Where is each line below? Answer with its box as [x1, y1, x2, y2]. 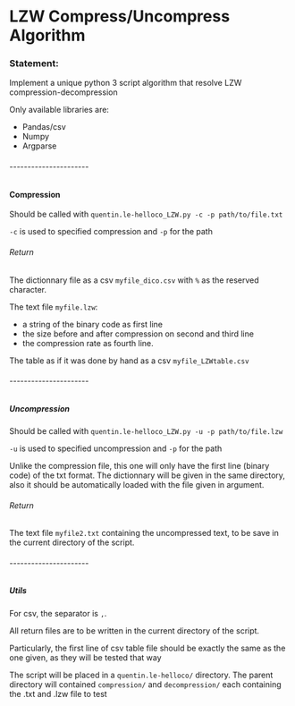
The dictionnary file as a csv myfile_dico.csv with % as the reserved [9, 275, 259, 285]
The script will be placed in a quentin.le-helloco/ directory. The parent [9, 669, 274, 680]
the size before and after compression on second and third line [21, 328, 255, 339]
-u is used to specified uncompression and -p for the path [9, 443, 223, 454]
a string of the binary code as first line [21, 319, 164, 329]
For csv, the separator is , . [9, 608, 107, 618]
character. [9, 284, 47, 294]
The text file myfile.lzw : [9, 302, 98, 312]
